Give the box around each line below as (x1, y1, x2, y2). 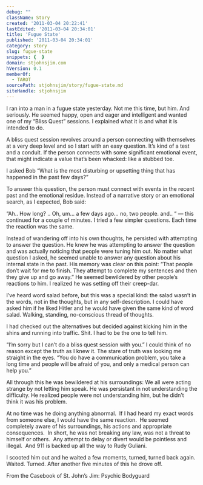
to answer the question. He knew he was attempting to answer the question (6, 241, 195, 248)
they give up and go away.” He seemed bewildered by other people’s (6, 273, 178, 280)
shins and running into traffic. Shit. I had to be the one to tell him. (6, 329, 168, 336)
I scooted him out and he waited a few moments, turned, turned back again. (6, 453, 196, 461)
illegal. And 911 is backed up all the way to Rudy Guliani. (6, 442, 147, 449)
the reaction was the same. (6, 222, 75, 230)
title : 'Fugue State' (6, 32, 61, 38)
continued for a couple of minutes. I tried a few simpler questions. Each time (6, 216, 197, 224)
